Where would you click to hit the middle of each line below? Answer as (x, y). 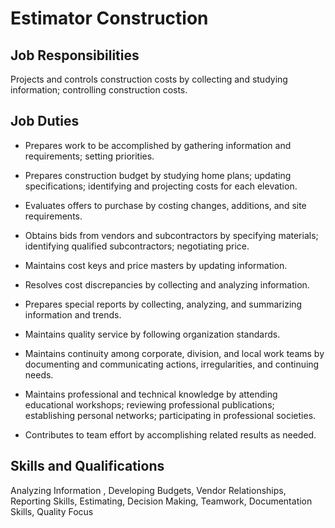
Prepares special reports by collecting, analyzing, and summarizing (163, 304)
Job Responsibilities (75, 55)
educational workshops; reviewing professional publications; (149, 404)
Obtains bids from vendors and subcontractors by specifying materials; (171, 235)
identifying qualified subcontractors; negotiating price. (137, 246)
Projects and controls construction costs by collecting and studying (149, 79)
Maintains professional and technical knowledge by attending (151, 394)
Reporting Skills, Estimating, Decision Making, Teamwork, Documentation (161, 501)
